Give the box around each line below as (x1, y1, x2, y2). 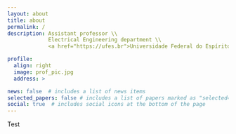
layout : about (7, 10, 49, 18)
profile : (7, 55, 33, 63)
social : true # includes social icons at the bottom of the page (7, 101, 206, 108)
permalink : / (7, 23, 46, 30)
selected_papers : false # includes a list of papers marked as (7, 94, 197, 102)
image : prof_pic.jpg (13, 68, 74, 76)
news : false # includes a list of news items (7, 88, 146, 95)
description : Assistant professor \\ (7, 29, 118, 37)
